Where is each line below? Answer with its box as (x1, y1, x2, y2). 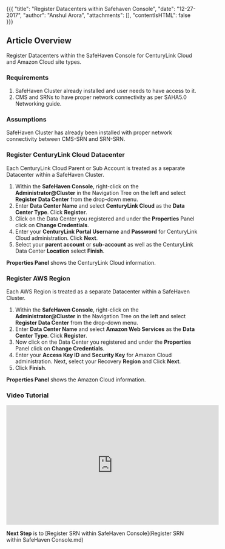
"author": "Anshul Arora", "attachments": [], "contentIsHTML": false (23, 12, 191, 19)
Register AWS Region (6, 274, 71, 282)
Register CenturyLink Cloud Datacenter (6, 151, 126, 159)
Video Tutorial (6, 391, 49, 400)
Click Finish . (15, 364, 47, 371)
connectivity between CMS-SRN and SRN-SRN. (6, 135, 126, 143)
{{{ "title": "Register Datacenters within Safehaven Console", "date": (6, 5, 176, 12)
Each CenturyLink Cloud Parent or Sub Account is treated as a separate (6, 164, 186, 172)
